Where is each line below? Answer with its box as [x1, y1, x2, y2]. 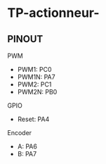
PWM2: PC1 [17, 80, 52, 89]
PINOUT [7, 33, 44, 45]
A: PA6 [17, 142, 37, 151]
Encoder [7, 129, 32, 137]
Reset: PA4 [17, 115, 50, 123]
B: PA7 [17, 150, 37, 158]
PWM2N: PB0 [17, 88, 58, 96]
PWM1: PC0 [17, 65, 52, 73]
